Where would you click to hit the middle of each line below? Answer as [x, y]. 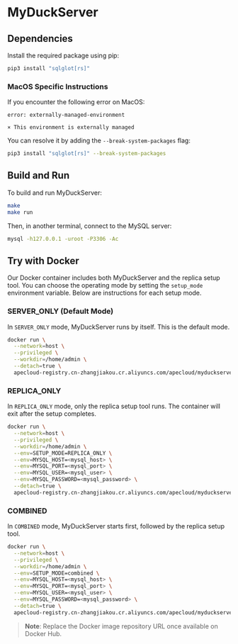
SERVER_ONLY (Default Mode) [61, 311]
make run [20, 212]
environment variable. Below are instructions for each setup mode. [104, 293]
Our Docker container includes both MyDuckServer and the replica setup [114, 278]
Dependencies [40, 39]
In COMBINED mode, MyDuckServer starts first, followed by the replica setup [116, 526]
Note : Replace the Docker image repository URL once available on [121, 626]
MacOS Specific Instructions [58, 86]
